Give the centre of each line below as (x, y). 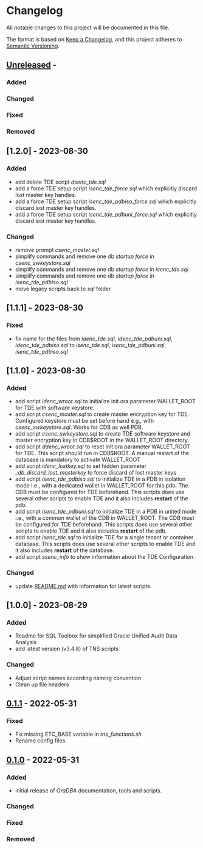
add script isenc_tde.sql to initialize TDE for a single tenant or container (104, 537)
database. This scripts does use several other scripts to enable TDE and (105, 544)
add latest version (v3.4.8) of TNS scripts (67, 649)
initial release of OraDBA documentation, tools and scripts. (88, 791)
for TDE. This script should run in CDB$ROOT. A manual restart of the (102, 453)
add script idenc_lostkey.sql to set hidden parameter (81, 466)
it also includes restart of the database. (64, 550)
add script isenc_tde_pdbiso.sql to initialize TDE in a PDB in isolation (100, 479)
